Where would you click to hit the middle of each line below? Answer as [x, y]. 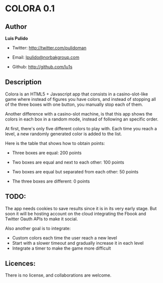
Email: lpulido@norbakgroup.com [46, 57]
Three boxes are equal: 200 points [47, 153]
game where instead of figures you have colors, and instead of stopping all [81, 99]
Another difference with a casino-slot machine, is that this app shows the [79, 114]
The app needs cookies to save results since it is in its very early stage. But [81, 208]
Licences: [20, 264]
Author [16, 27]
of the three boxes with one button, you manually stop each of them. [74, 104]
